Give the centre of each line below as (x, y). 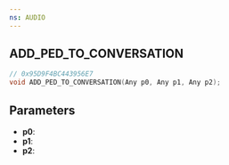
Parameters (42, 110)
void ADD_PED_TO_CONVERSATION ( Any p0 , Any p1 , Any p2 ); (115, 82)
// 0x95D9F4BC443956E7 (51, 74)
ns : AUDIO (28, 17)
